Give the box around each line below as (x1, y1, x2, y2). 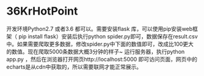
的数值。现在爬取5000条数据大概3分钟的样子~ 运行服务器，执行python (6, 47, 185, 55)
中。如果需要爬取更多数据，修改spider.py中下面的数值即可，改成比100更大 (6, 40, 194, 47)
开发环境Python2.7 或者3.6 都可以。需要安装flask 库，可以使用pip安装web (6, 25, 193, 32)
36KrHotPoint (6, 4, 78, 18)
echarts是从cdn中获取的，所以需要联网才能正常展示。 (6, 63, 142, 71)
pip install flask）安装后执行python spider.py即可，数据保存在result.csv (18, 32, 199, 40)
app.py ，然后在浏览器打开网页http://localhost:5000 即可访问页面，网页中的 (6, 55, 197, 63)
